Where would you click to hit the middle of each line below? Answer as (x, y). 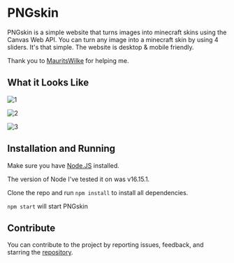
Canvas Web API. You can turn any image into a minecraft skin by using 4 (113, 39)
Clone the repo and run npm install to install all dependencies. (98, 192)
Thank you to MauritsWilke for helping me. (68, 60)
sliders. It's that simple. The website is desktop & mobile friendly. (101, 47)
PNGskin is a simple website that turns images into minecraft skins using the (117, 32)
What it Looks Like (48, 83)
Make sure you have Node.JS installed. (64, 165)
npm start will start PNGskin (48, 206)
